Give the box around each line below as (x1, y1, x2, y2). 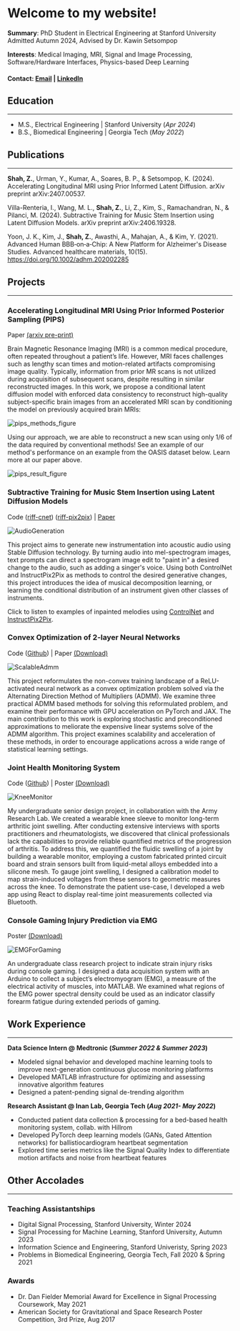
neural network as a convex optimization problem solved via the (36, 684, 224, 692)
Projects (7, 276, 46, 288)
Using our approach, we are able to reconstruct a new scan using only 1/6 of (7, 433, 233, 442)
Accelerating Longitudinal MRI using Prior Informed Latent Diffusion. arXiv (7, 182, 225, 191)
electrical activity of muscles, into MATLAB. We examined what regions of (7, 982, 225, 991)
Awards (7, 1276, 35, 1286)
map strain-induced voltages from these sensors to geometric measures (7, 875, 221, 884)
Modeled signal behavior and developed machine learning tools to (17, 1057, 213, 1066)
